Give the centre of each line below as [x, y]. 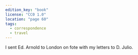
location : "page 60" [27, 19]
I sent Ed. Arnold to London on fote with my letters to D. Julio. [69, 47]
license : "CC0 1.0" [26, 14]
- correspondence [28, 28]
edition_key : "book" [27, 10]
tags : [11, 24]
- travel [19, 33]
